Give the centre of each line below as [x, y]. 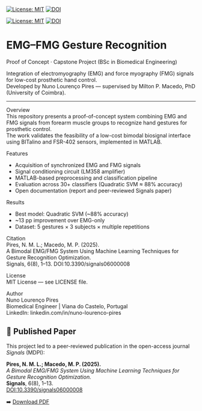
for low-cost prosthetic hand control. [52, 80]
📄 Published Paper [41, 331]
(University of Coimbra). [36, 93]
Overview [18, 110]
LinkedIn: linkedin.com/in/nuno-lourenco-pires [64, 312]
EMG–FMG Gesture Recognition [87, 45]
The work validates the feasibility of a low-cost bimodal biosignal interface [99, 135]
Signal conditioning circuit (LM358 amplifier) [70, 171]
